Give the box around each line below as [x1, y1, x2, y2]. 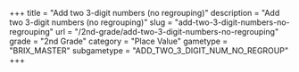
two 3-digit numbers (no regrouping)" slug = [9, 17, 173, 28]
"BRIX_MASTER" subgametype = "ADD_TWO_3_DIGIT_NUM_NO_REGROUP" [9, 45, 288, 56]
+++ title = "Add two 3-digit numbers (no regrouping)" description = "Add [9, 8, 280, 18]
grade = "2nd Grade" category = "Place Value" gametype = [9, 36, 228, 46]
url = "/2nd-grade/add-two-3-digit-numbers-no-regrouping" [54, 27, 279, 36]
